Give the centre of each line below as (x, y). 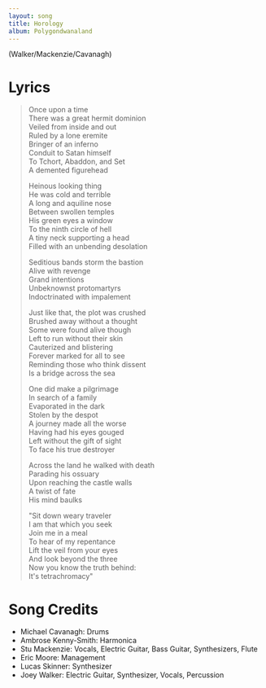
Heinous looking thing (65, 186)
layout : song (31, 16)
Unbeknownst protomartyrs (74, 288)
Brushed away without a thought (83, 322)
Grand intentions (56, 280)
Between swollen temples (72, 212)
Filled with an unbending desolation (88, 247)
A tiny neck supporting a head (79, 238)
